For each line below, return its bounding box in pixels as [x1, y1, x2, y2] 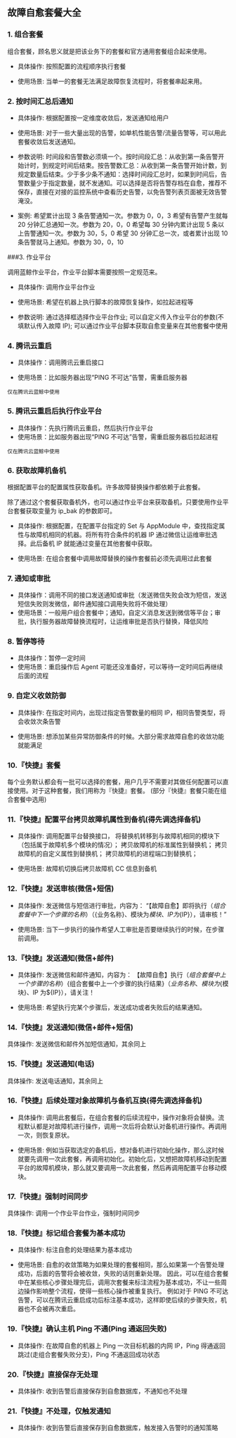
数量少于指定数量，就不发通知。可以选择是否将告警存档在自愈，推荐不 [23, 178, 227, 187]
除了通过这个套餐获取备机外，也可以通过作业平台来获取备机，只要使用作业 [7, 498, 223, 506]
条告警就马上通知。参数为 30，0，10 [17, 238, 124, 246]
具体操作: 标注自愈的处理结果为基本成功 [17, 1246, 132, 1254]
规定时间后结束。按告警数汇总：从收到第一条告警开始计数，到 [48, 161, 227, 169]
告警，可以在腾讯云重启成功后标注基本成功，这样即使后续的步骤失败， [17, 1296, 221, 1304]
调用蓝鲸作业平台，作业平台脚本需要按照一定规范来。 [7, 267, 162, 276]
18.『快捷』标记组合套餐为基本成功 [7, 1229, 126, 1239]
